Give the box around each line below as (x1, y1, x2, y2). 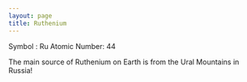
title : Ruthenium (8, 19, 67, 27)
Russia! (8, 65, 33, 75)
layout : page (8, 11, 53, 20)
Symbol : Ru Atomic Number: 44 (8, 41, 116, 51)
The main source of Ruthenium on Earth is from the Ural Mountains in (8, 57, 240, 67)
